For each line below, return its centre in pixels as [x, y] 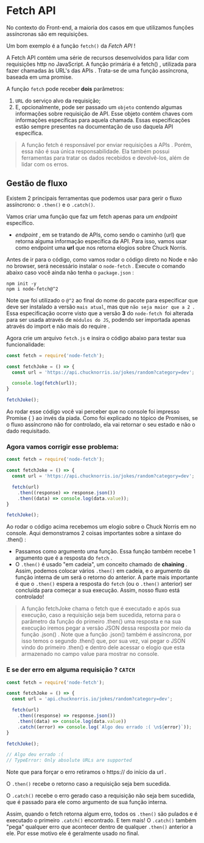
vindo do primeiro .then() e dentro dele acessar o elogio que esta [103, 647]
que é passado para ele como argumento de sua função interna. [87, 802]
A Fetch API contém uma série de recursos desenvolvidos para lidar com [98, 57]
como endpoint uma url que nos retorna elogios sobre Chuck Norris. [101, 247]
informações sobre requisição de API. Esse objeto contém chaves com [104, 113]
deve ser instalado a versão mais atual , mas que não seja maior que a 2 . [100, 307]
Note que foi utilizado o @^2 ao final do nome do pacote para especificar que [102, 300]
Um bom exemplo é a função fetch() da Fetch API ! [71, 46]
